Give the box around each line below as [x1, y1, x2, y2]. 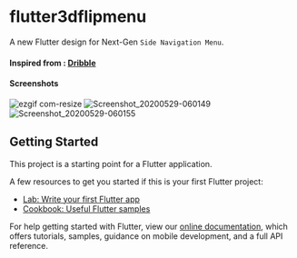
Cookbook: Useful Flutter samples [22, 203, 151, 214]
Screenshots [9, 78, 59, 89]
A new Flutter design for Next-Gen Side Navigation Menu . [9, 36, 224, 47]
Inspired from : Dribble [9, 57, 96, 68]
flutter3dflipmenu [9, 6, 147, 27]
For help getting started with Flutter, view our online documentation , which [9, 221, 289, 232]
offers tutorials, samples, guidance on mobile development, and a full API [9, 230, 283, 242]
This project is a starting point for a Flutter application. [9, 158, 213, 169]
